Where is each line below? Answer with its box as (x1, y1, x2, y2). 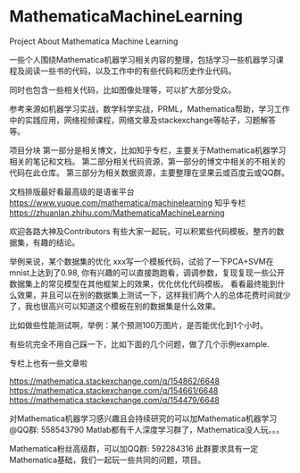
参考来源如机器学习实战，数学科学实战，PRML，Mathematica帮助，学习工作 (9, 103, 290, 114)
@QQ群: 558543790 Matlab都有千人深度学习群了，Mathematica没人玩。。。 (9, 424, 284, 435)
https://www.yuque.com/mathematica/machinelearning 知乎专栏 (9, 197, 246, 207)
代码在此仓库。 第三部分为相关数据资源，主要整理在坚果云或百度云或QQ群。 (9, 167, 290, 178)
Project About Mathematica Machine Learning (9, 36, 179, 46)
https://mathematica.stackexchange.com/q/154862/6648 (9, 376, 221, 386)
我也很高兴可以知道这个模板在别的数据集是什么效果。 (24, 300, 221, 311)
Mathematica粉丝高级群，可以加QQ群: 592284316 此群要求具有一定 (9, 443, 259, 453)
